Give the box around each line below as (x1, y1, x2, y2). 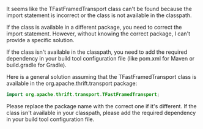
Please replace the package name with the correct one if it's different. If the (6, 102, 197, 109)
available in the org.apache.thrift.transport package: (6, 79, 138, 87)
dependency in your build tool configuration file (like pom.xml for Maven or (6, 55, 195, 62)
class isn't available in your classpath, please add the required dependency (6, 109, 196, 116)
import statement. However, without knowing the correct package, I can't (6, 30, 191, 37)
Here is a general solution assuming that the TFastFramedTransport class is (6, 73, 197, 80)
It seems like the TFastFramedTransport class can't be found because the (6, 6, 193, 12)
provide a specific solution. (6, 37, 75, 43)
